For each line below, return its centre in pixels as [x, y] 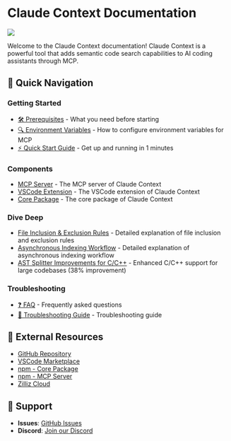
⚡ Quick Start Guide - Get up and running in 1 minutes [95, 148]
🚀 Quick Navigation [51, 83]
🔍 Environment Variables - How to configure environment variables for [120, 129]
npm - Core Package [48, 369]
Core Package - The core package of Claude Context [95, 199]
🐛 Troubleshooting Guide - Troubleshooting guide [90, 314]
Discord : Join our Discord [55, 431]
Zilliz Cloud [34, 384]
